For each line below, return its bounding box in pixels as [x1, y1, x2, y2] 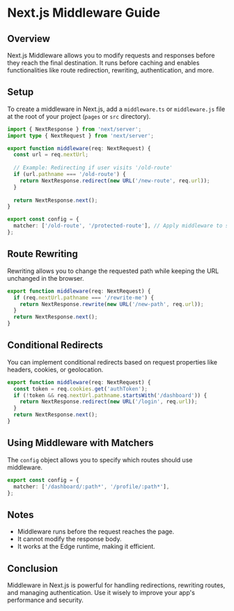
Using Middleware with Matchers [7, 437, 155, 449]
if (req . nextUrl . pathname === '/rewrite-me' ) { [13, 294, 155, 301]
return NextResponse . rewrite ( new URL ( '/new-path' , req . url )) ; [19, 300, 204, 308]
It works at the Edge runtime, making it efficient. [17, 543, 155, 551]
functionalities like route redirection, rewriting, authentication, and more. [7, 66, 214, 74]
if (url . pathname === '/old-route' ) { [13, 171, 127, 178]
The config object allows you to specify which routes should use [7, 455, 193, 464]
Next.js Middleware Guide [7, 5, 160, 21]
